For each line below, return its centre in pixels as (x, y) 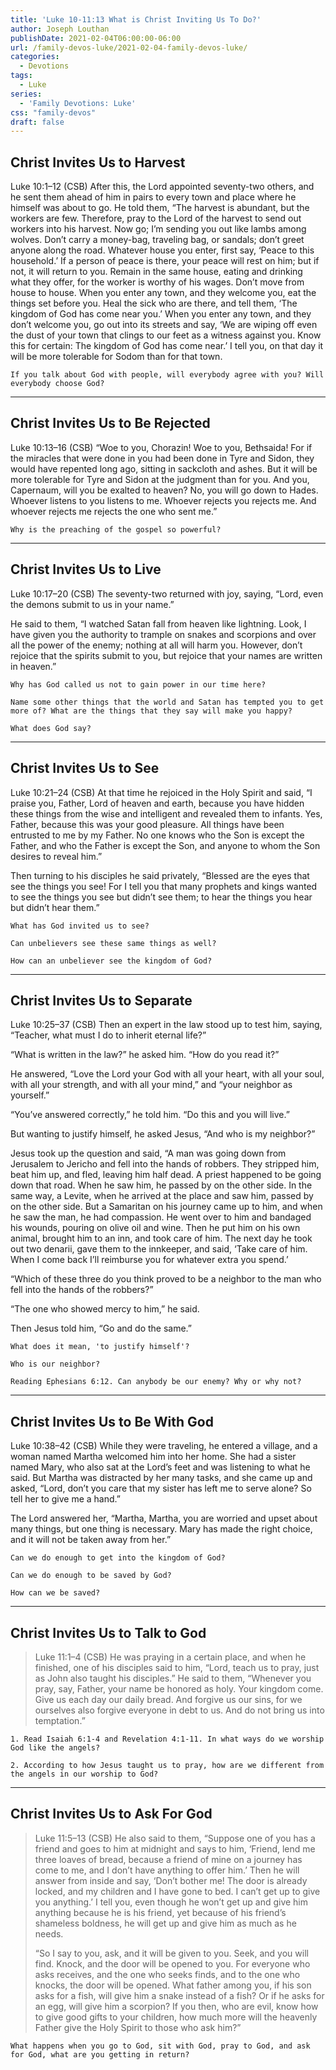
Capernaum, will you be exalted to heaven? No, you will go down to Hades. (164, 490)
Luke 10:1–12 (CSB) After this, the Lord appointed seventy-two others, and (162, 187)
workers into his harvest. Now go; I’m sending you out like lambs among (158, 229)
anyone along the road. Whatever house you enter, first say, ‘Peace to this (162, 250)
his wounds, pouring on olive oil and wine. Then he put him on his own (155, 1228)
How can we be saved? (55, 1593)
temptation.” (60, 1720)
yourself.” (30, 1095)
